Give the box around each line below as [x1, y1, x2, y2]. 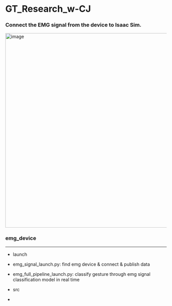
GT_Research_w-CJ [5, 3, 91, 15]
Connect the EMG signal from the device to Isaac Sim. [5, 21, 142, 29]
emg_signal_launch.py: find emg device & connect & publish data [12, 261, 150, 267]
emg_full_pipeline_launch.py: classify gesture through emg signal [12, 271, 151, 277]
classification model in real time [12, 276, 80, 282]
